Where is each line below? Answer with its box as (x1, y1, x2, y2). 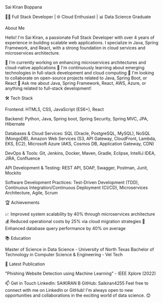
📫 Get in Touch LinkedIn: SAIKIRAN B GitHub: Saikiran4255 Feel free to (5, 280, 149, 286)
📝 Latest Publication (5, 261, 45, 267)
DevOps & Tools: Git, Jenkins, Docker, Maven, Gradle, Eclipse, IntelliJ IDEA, (5, 151, 156, 156)
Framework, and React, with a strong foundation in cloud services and (5, 45, 146, 51)
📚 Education (5, 235, 31, 241)
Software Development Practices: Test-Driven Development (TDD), (5, 180, 140, 185)
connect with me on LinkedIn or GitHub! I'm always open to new (5, 287, 133, 293)
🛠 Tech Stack (5, 95, 33, 101)
